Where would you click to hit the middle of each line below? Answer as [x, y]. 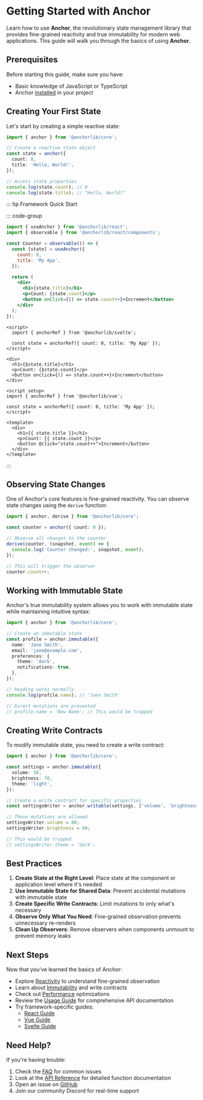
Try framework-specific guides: [54, 1007]
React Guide [39, 1014]
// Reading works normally [40, 689]
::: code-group [24, 216]
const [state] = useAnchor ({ [48, 249]
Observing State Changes [56, 484]
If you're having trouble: [36, 1060]
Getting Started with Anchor [79, 11]
